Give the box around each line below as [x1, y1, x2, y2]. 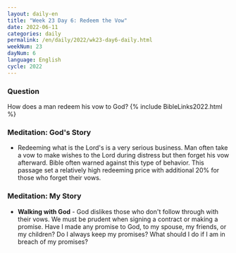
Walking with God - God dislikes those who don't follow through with [17, 207, 219, 216]
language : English [7, 57, 61, 64]
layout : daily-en [7, 10, 58, 18]
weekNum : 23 [7, 43, 42, 50]
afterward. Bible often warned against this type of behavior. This [17, 158, 204, 167]
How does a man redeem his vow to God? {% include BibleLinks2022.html [7, 102, 223, 110]
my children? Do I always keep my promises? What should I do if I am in [17, 230, 225, 238]
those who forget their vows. [17, 174, 101, 182]
